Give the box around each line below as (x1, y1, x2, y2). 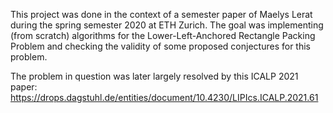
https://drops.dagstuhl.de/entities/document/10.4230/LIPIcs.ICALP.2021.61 (10, 92, 319, 103)
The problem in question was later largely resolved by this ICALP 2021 (10, 70, 299, 82)
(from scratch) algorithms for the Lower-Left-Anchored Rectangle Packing (10, 30, 316, 41)
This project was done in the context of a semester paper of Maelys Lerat (10, 9, 313, 20)
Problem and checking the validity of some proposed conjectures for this (10, 40, 311, 52)
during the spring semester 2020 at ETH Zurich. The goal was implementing (10, 19, 324, 31)
